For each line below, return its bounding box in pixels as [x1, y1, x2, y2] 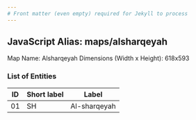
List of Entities [7, 71, 57, 81]
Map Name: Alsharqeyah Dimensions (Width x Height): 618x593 [7, 54, 190, 62]
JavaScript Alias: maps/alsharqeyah [7, 36, 168, 48]
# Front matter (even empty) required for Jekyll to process [7, 10, 188, 17]
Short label [26, 89, 64, 99]
